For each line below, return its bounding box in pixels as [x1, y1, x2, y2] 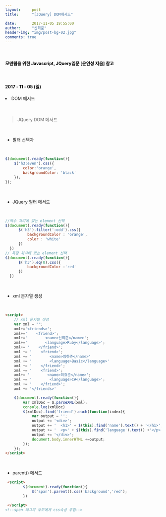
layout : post [5, 7, 41, 12]
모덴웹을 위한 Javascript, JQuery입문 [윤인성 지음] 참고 [5, 60, 114, 66]
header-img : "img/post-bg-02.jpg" [5, 30, 77, 35]
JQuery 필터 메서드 [12, 199, 51, 205]
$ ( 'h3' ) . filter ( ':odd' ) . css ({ [18, 227, 81, 232]
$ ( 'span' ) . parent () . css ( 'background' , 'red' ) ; [31, 489, 127, 494]
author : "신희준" [5, 25, 47, 30]
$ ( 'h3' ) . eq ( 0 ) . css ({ [18, 260, 61, 265]
